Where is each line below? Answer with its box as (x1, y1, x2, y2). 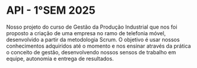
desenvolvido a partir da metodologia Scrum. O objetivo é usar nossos (6, 36, 180, 43)
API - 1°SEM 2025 (6, 4, 96, 17)
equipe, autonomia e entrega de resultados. (6, 55, 114, 62)
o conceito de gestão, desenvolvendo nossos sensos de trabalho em (6, 48, 177, 55)
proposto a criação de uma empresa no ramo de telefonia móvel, (6, 29, 166, 36)
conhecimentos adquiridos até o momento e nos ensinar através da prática (6, 42, 192, 50)
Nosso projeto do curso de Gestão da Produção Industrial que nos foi (6, 23, 178, 30)
